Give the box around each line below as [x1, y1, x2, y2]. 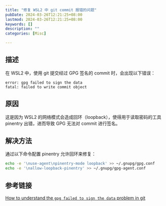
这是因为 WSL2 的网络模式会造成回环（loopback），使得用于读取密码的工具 [5, 114, 162, 120]
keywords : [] [5, 21, 33, 27]
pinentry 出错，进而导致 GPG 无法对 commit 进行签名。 [5, 120, 120, 126]
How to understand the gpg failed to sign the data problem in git [5, 195, 146, 201]
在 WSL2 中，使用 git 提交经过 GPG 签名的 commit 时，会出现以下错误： [5, 70, 156, 76]
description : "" [5, 26, 39, 31]
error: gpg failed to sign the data [5, 80, 82, 85]
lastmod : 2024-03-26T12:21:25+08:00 [5, 17, 82, 22]
